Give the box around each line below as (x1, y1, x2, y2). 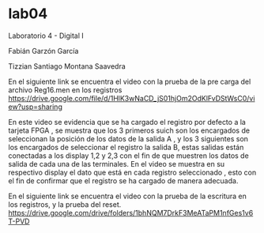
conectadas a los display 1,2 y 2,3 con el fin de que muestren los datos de (8, 151, 249, 160)
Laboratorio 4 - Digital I (8, 31, 85, 40)
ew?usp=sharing (8, 102, 63, 111)
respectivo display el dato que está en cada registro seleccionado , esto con (8, 167, 257, 177)
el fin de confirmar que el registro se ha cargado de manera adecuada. (8, 175, 239, 186)
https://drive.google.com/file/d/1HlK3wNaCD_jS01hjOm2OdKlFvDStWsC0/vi (8, 93, 255, 103)
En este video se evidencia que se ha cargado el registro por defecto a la (8, 117, 247, 126)
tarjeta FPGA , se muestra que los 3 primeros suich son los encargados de (8, 126, 251, 135)
